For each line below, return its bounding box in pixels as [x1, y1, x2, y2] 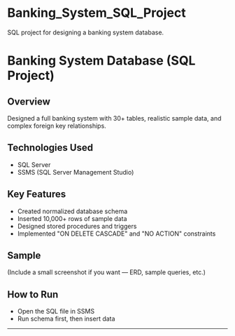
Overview [7, 95, 51, 107]
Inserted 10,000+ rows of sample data [17, 214, 127, 222]
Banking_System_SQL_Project [7, 5, 187, 21]
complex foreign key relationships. [7, 121, 106, 130]
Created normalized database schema [17, 207, 128, 215]
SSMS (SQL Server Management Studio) [17, 168, 134, 176]
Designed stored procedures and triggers [17, 222, 137, 230]
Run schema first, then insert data [17, 314, 115, 323]
